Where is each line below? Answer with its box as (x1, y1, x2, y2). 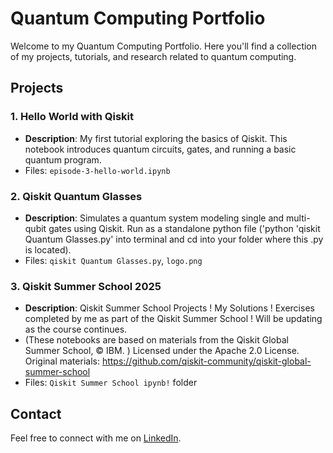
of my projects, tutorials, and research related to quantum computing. (10, 50, 297, 62)
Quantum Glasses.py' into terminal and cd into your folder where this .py (24, 233, 324, 245)
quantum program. (24, 153, 102, 166)
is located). (24, 243, 72, 256)
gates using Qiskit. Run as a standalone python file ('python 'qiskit (48, 222, 321, 234)
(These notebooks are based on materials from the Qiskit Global (24, 334, 289, 346)
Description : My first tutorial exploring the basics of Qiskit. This (24, 132, 288, 144)
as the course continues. (24, 323, 128, 336)
